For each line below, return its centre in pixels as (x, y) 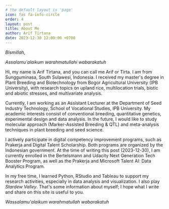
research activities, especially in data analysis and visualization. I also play (82, 181)
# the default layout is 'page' (39, 10)
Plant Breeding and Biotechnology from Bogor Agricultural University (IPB (81, 82)
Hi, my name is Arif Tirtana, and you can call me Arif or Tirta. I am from (79, 72)
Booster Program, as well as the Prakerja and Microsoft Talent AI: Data (78, 161)
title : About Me (22, 29)
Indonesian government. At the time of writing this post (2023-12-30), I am (83, 150)
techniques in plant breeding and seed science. (55, 129)
